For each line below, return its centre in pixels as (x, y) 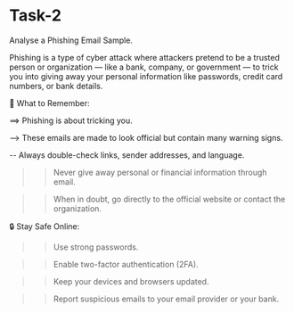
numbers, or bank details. (56, 86)
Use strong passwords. (96, 247)
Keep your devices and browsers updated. (131, 281)
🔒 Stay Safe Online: (45, 226)
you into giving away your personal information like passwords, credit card (146, 76)
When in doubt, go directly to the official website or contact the (169, 199)
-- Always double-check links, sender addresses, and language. (127, 155)
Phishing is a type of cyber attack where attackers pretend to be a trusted (145, 57)
